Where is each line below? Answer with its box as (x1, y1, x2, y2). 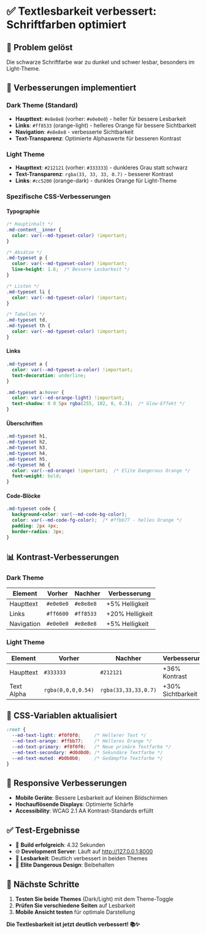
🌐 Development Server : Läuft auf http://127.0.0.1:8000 (15, 848, 153, 855)
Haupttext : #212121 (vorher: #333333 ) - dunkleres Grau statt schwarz (15, 164, 188, 171)
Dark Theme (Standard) (6, 101, 78, 110)
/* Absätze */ (6, 249, 43, 255)
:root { (6, 727, 26, 733)
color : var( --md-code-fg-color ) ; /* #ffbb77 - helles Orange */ (12, 517, 183, 523)
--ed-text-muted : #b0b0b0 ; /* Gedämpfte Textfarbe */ (12, 755, 164, 762)
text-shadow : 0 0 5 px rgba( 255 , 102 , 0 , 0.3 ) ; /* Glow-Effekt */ (12, 401, 185, 407)
